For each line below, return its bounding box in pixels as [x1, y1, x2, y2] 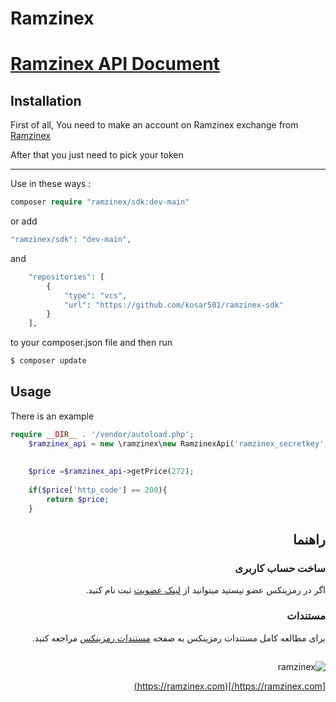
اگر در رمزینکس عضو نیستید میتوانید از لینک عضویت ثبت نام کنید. [85, 584, 326, 596]
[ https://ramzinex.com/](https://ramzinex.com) [133, 680, 326, 692]
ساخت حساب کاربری [234, 562, 326, 576]
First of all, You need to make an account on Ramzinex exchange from [10, 119, 299, 131]
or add [10, 215, 38, 227]
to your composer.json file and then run [10, 337, 173, 349]
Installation [10, 92, 82, 109]
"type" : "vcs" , [63, 290, 128, 301]
